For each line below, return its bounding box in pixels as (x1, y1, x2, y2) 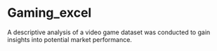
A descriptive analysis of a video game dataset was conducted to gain (7, 28, 211, 36)
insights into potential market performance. (7, 35, 132, 43)
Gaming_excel (7, 5, 92, 21)
